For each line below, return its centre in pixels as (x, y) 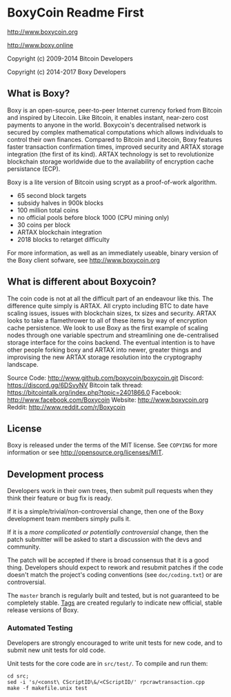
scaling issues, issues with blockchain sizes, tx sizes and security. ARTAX (112, 313)
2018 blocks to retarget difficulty (63, 239)
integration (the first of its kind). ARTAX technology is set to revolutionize (111, 154)
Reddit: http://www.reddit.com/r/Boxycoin (66, 407)
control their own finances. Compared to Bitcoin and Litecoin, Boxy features (115, 139)
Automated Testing (40, 628)
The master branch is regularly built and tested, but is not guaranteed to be (113, 596)
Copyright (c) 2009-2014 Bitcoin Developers (70, 58)
